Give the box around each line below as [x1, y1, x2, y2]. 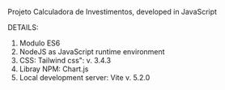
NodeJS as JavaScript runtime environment [19, 47, 165, 56]
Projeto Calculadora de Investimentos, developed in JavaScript [7, 7, 218, 16]
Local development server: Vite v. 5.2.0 [19, 73, 151, 82]
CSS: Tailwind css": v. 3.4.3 [19, 56, 111, 65]
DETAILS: [7, 23, 39, 32]
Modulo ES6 [19, 38, 61, 48]
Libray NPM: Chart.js [19, 64, 89, 74]
